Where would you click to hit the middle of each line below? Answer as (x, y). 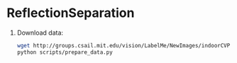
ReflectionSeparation (71, 13)
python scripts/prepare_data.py (65, 52)
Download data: (40, 33)
